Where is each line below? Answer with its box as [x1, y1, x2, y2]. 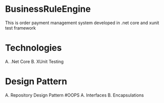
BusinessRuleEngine [5, 3, 91, 15]
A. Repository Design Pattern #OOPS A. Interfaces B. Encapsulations [5, 92, 144, 98]
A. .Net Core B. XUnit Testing [5, 58, 64, 65]
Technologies [5, 42, 62, 54]
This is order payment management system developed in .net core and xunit [5, 20, 160, 26]
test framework [5, 25, 36, 31]
